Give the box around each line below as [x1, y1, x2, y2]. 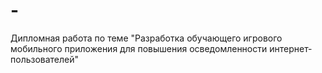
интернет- [269, 42, 313, 54]
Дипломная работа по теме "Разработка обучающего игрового [10, 32, 283, 44]
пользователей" [10, 53, 80, 65]
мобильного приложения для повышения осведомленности [10, 42, 268, 54]
